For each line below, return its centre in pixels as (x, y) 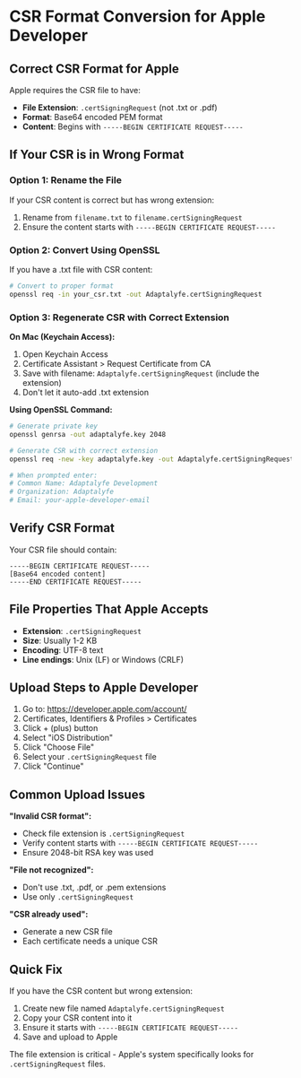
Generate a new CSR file (68, 932)
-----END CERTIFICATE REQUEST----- (76, 582)
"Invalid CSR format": (51, 816)
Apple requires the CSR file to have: (75, 90)
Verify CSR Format (62, 528)
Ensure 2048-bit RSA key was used (88, 853)
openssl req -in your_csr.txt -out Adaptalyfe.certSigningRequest (136, 294)
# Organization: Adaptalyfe (62, 492)
